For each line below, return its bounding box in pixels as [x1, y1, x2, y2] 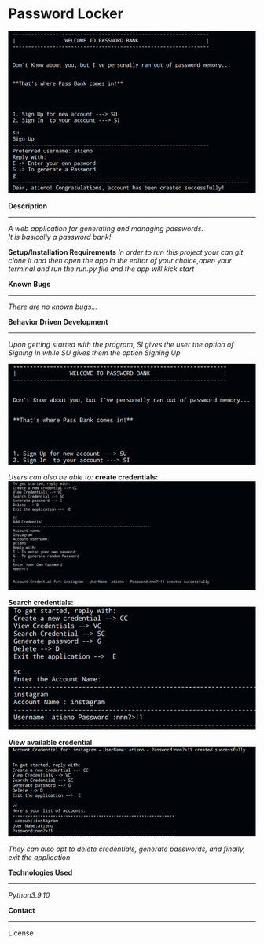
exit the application [8, 852, 71, 861]
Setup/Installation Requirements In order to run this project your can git [8, 248, 244, 257]
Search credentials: [8, 597, 74, 607]
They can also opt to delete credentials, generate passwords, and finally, [8, 844, 246, 854]
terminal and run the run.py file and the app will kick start [8, 264, 195, 274]
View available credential [8, 737, 93, 747]
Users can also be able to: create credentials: [8, 472, 159, 482]
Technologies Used [8, 868, 73, 877]
